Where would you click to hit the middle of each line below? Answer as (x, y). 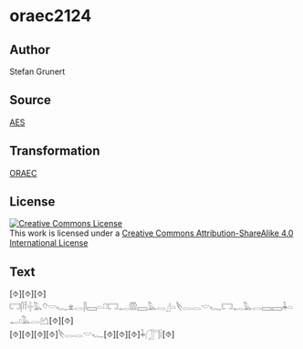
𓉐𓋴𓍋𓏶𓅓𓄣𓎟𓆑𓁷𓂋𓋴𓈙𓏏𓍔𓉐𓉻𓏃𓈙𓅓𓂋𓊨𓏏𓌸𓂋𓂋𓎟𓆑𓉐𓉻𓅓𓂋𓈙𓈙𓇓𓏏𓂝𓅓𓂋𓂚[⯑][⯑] (151, 307)
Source (31, 100)
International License (49, 243)
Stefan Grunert (37, 71)
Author (30, 50)
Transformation (55, 151)
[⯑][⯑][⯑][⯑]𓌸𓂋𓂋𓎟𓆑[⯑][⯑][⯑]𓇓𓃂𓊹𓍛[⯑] (92, 334)
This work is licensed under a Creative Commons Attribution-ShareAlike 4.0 (151, 233)
